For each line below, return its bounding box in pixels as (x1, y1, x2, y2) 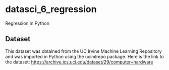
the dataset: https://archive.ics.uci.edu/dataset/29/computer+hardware (5, 59, 153, 65)
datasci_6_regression (5, 4, 97, 15)
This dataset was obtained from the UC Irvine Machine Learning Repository (5, 48, 162, 54)
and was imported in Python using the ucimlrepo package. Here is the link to (5, 53, 164, 59)
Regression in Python (5, 20, 49, 26)
